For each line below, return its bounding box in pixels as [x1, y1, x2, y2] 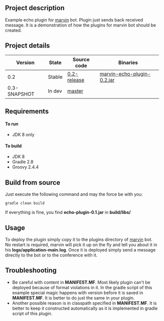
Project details [5, 42, 50, 50]
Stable [48, 73, 63, 80]
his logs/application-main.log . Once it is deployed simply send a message [5, 247, 156, 253]
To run [5, 121, 19, 127]
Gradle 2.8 [12, 159, 34, 165]
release [67, 76, 84, 83]
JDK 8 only [12, 132, 35, 138]
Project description [5, 4, 65, 12]
